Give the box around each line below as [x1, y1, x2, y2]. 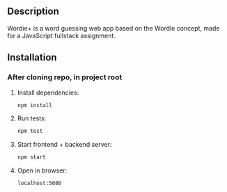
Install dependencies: [17, 88, 79, 97]
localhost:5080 [17, 180, 62, 187]
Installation [7, 51, 57, 63]
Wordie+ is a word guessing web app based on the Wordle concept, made [7, 24, 220, 32]
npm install [17, 102, 52, 109]
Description [7, 6, 59, 17]
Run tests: [17, 114, 47, 122]
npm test [17, 128, 43, 135]
